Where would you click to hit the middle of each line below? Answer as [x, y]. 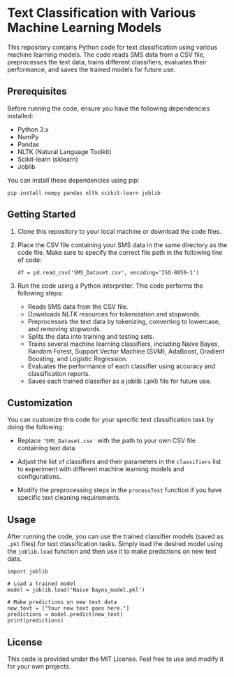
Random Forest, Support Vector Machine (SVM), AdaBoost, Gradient [126, 351]
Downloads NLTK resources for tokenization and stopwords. [114, 314]
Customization [40, 403]
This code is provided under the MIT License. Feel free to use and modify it [115, 659]
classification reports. [59, 373]
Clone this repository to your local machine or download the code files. [119, 231]
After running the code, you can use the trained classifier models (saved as [115, 536]
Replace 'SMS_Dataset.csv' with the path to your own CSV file [107, 441]
